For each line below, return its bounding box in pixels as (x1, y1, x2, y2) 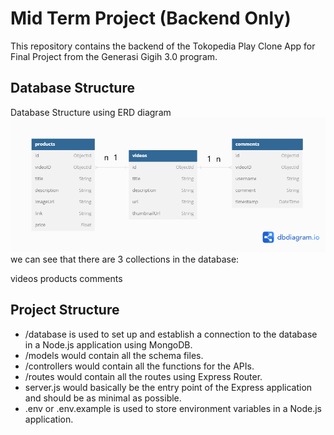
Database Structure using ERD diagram (10, 106, 172, 118)
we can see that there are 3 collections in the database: (10, 253, 240, 265)
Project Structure (10, 302, 120, 319)
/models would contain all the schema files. (24, 349, 204, 361)
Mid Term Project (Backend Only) (10, 7, 292, 30)
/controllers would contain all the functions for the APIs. (24, 360, 255, 372)
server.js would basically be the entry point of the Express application (24, 381, 313, 393)
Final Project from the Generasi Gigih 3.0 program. (10, 50, 218, 62)
